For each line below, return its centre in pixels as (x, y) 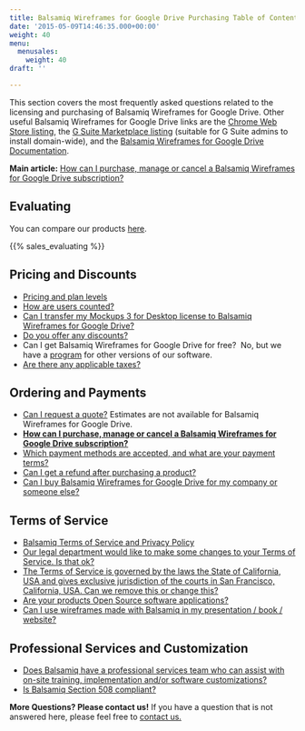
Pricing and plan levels (65, 296)
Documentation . (39, 150)
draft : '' (28, 69)
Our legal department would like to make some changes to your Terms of (159, 552)
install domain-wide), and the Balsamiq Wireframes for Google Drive (137, 141)
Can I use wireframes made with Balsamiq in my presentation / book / (152, 610)
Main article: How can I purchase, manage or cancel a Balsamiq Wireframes (152, 168)
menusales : (38, 52)
